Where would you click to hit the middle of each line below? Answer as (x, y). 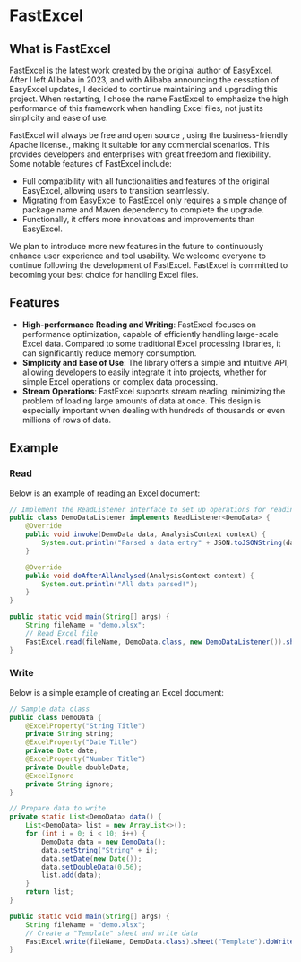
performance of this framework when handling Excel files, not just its (137, 108)
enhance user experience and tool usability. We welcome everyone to (138, 256)
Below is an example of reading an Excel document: (105, 493)
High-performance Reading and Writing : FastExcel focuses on (139, 325)
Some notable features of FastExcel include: (90, 164)
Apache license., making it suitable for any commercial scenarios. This (140, 145)
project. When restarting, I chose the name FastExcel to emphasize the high (149, 99)
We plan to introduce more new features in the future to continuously (137, 246)
